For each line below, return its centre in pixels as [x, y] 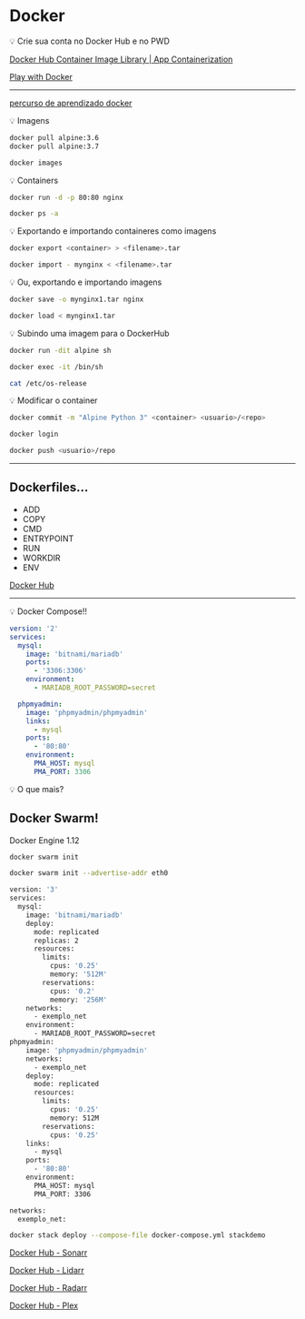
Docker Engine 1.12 [44, 840]
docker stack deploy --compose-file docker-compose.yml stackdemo [138, 1235]
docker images [36, 163]
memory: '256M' [78, 1000]
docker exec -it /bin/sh [56, 367]
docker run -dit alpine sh [60, 350]
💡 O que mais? [37, 789]
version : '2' [34, 629]
